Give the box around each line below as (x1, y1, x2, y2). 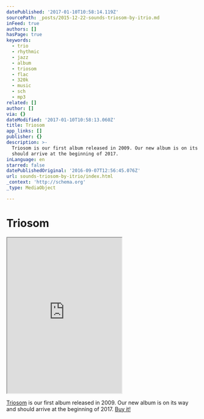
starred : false (6, 162, 45, 168)
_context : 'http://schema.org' (6, 179, 86, 185)
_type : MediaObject (6, 185, 56, 191)
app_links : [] (6, 128, 43, 134)
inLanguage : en (6, 156, 45, 162)
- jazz (12, 54, 29, 60)
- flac (12, 71, 29, 77)
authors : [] (6, 26, 37, 32)
